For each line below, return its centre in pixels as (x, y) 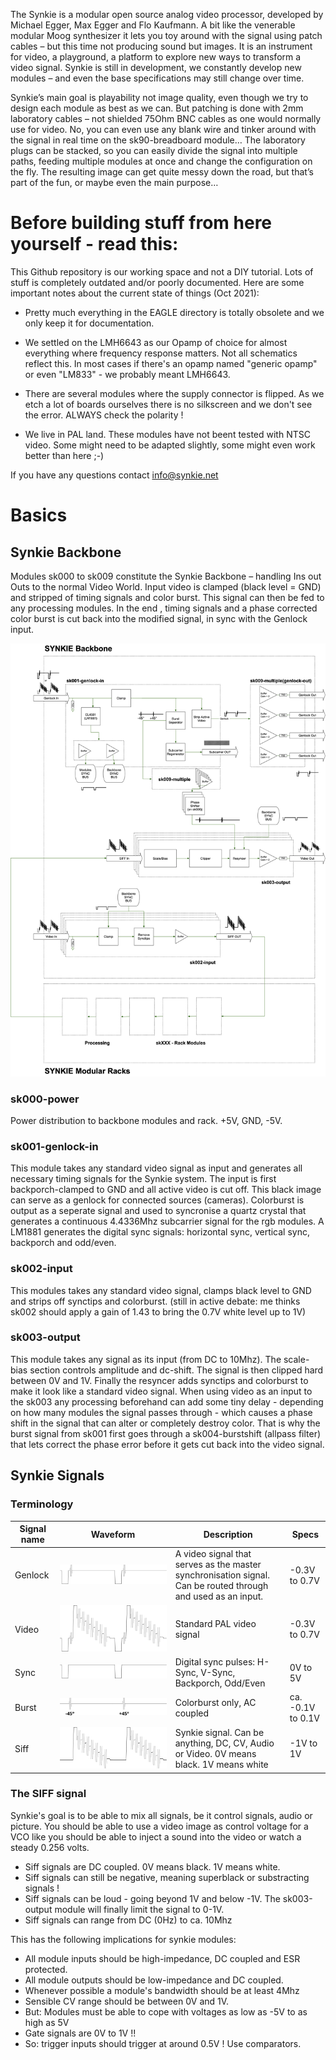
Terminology (42, 1504)
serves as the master (218, 1565)
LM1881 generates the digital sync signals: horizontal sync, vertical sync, (160, 1232)
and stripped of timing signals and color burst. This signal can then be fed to (167, 597)
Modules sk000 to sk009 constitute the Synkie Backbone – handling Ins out (166, 576)
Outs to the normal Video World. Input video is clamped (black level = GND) (166, 586)
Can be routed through (221, 1586)
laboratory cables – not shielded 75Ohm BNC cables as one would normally (166, 118)
